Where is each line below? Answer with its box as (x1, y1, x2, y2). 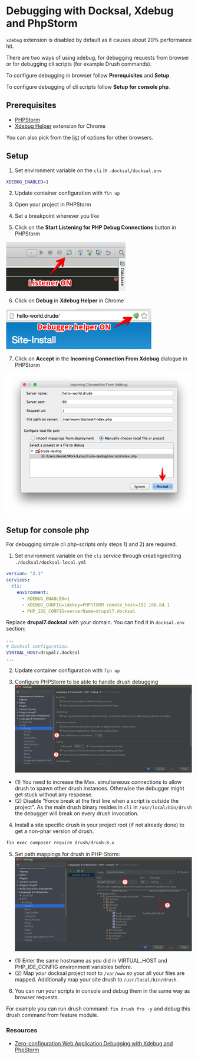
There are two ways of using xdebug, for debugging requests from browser (6, 54, 190, 61)
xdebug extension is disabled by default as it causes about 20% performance (6, 36, 192, 43)
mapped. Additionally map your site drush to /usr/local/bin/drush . (14, 976, 179, 983)
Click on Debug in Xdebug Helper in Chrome (14, 297, 124, 304)
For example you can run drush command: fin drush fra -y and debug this (6, 1005, 190, 1012)
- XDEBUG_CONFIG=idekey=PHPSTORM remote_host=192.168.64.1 (21, 602, 170, 608)
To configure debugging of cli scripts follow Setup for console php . (6, 83, 170, 90)
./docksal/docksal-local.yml (14, 560, 87, 566)
